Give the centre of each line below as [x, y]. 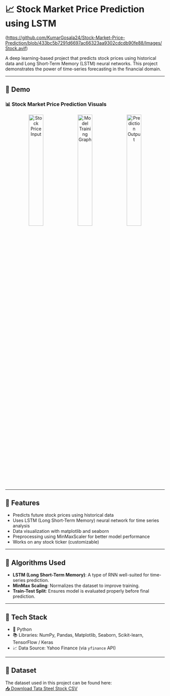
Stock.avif [16, 48]
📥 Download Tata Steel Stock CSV [41, 688]
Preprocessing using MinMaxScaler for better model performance [81, 536]
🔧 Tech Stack [26, 617]
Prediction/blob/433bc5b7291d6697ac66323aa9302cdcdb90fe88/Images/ [84, 43]
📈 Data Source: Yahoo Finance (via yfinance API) [64, 648]
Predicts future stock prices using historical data [63, 515]
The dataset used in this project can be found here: [59, 683]
